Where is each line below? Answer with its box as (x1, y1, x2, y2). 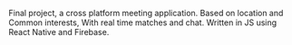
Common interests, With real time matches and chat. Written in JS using (8, 17, 277, 28)
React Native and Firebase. (8, 27, 110, 37)
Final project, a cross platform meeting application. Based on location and (8, 8, 284, 18)
